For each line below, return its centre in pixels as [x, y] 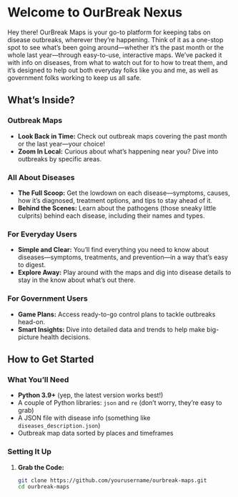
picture [28, 337]
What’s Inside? [41, 100]
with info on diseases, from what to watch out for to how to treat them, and [118, 62]
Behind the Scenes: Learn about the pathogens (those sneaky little [117, 208]
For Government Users [48, 298]
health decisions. [65, 337]
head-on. [31, 321]
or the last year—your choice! [61, 144]
